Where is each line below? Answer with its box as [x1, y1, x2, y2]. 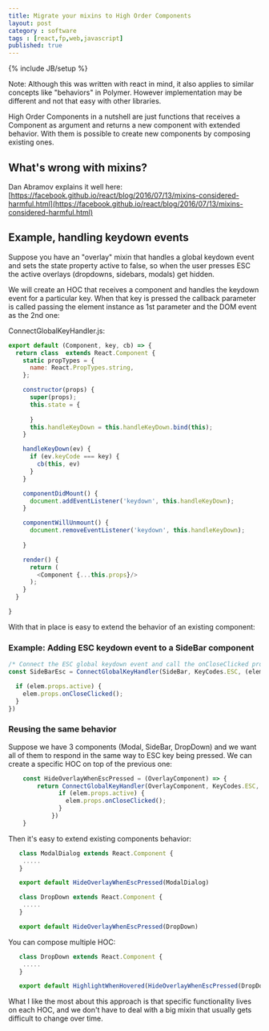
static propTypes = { [22, 357, 94, 365]
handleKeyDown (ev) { [22, 445, 91, 454]
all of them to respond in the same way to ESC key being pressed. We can [8, 750, 252, 760]
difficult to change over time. [8, 1013, 103, 1024]
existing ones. [8, 137, 54, 147]
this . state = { [29, 401, 81, 409]
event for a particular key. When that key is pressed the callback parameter [8, 293, 256, 303]
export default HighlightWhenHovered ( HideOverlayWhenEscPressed [18, 982, 239, 990]
